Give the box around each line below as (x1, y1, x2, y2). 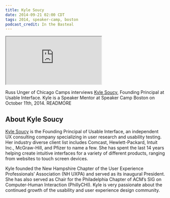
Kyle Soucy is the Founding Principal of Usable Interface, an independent (5, 129, 159, 135)
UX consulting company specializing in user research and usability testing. (5, 134, 162, 140)
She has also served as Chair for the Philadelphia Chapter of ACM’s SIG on (5, 177, 162, 183)
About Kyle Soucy (5, 115, 64, 123)
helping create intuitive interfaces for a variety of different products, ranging (5, 150, 165, 156)
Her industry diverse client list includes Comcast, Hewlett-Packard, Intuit (5, 139, 158, 145)
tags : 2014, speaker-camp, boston (5, 17, 79, 22)
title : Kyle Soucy (5, 7, 44, 13)
